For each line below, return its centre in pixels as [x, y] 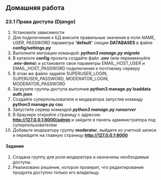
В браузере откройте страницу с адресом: [57, 114]
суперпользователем [35, 125]
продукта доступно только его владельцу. [56, 172]
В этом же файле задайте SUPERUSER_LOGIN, [60, 73]
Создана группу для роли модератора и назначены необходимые [81, 157]
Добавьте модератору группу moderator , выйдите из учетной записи [84, 130]
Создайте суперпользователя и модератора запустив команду [78, 99]
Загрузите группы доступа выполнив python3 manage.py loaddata [82, 89]
